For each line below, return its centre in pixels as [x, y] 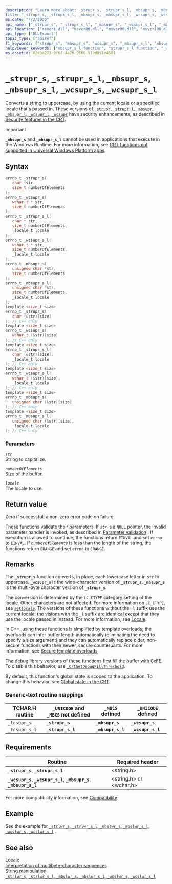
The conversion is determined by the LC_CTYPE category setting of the [79, 598]
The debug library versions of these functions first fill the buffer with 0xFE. [84, 661]
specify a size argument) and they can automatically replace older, [76, 640]
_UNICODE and [68, 708]
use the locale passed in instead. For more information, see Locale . [76, 619]
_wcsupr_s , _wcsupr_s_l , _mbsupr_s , [49, 779]
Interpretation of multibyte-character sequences [56, 866]
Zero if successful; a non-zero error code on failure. [60, 517]
